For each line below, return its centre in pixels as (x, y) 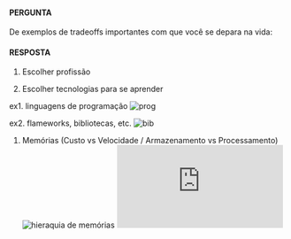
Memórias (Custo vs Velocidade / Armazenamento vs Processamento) (150, 141)
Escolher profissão (56, 72)
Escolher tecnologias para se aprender (92, 89)
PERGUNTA (31, 12)
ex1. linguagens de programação (69, 106)
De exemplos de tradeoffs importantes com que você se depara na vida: (141, 32)
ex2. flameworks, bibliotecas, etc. (71, 123)
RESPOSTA (30, 52)
